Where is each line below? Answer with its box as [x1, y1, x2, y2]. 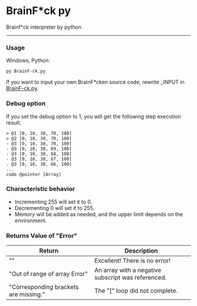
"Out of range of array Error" [9, 270, 88, 278]
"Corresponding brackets [9, 283, 79, 291]
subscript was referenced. [94, 274, 167, 282]
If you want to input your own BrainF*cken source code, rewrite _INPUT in [6, 79, 185, 86]
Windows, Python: [6, 57, 50, 64]
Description [124, 247, 158, 255]
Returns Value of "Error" [6, 232, 77, 240]
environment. [14, 217, 47, 224]
